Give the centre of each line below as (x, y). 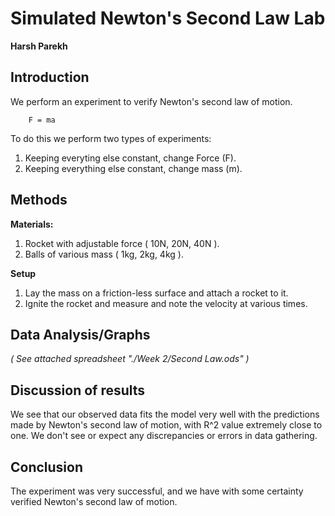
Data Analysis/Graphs (80, 334)
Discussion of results (78, 390)
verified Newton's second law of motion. (94, 501)
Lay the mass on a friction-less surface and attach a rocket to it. (156, 293)
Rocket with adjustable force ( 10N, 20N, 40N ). (122, 243)
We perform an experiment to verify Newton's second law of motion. (151, 101)
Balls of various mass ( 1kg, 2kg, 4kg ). (104, 254)
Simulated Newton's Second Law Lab (168, 18)
